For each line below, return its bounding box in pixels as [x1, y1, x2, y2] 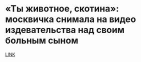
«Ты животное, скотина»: [5, 3, 119, 14]
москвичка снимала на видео [5, 13, 136, 25]
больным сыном [5, 35, 78, 46]
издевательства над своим [5, 24, 125, 35]
